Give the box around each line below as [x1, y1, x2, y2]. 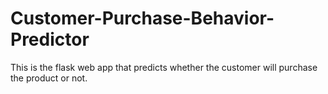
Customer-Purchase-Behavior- [10, 7, 275, 30]
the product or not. [10, 72, 88, 84]
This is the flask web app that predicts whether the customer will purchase [10, 61, 318, 73]
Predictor [10, 28, 90, 51]
